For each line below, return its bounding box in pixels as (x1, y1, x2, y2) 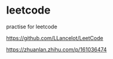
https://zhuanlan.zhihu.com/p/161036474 (6, 45, 107, 53)
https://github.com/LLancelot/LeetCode (6, 34, 103, 41)
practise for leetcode (6, 23, 58, 30)
